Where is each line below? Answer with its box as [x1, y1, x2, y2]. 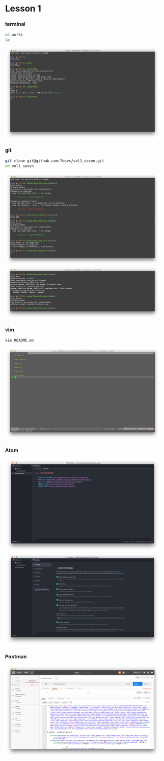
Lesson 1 [5, 3, 42, 14]
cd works [5, 33, 23, 38]
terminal [5, 21, 26, 28]
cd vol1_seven [5, 164, 34, 169]
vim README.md [5, 338, 34, 343]
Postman [5, 653, 27, 660]
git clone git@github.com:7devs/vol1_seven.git [5, 158, 105, 163]
